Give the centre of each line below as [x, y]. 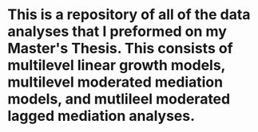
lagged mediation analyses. [101, 116]
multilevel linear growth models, [116, 66]
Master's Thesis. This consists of [120, 49]
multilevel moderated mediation [115, 82]
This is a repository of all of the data [129, 15]
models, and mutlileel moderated [119, 99]
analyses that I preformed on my [117, 31]
